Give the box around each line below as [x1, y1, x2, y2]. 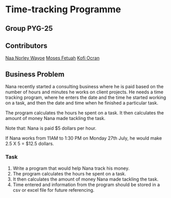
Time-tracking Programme [5, 4, 121, 15]
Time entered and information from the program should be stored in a [12, 181, 160, 188]
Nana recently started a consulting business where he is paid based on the [5, 84, 164, 90]
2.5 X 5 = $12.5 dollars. [5, 141, 54, 147]
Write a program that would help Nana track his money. [12, 165, 130, 171]
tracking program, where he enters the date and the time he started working [5, 94, 166, 101]
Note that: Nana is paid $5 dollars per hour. [5, 125, 97, 131]
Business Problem [5, 70, 65, 78]
